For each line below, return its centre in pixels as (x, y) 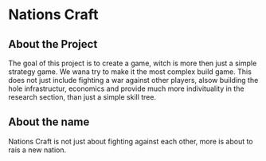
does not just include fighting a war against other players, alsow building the (133, 80)
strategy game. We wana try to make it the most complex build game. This (130, 72)
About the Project (53, 44)
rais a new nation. (37, 150)
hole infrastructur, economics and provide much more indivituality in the (126, 88)
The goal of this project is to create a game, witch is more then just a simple (133, 63)
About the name (49, 122)
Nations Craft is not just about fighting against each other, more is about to (131, 141)
